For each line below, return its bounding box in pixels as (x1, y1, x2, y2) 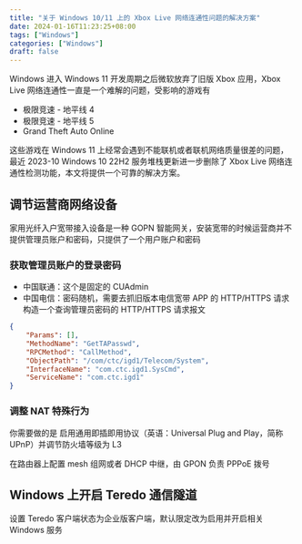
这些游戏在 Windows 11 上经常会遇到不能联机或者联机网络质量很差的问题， (9, 145, 289, 156)
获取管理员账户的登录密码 (9, 259, 122, 272)
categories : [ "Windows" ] (9, 38, 104, 48)
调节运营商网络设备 (9, 197, 117, 212)
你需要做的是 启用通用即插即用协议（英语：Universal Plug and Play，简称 (9, 427, 284, 438)
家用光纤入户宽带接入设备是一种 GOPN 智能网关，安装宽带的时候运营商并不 (9, 222, 293, 233)
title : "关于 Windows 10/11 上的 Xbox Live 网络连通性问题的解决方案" (9, 13, 261, 23)
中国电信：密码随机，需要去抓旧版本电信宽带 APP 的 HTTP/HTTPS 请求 (22, 293, 289, 303)
